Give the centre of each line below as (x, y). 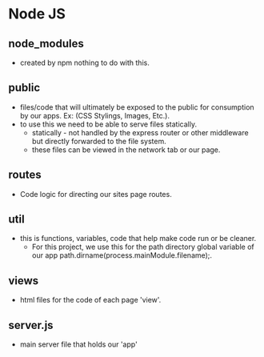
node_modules (46, 44)
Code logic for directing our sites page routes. (96, 194)
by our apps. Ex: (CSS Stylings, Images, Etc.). (95, 115)
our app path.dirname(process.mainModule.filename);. (122, 255)
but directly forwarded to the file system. (99, 141)
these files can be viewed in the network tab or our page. (126, 150)
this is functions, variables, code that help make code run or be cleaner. (138, 239)
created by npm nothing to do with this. (84, 62)
